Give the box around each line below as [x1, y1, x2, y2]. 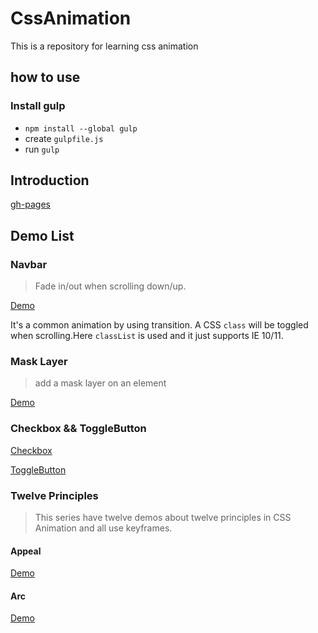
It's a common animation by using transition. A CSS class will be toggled [10, 319, 309, 331]
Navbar [10, 257, 48, 271]
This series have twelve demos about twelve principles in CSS [34, 512, 292, 524]
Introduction [10, 172, 90, 189]
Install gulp [10, 99, 66, 113]
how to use [10, 69, 81, 86]
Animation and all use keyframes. [34, 522, 173, 534]
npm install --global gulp [24, 123, 138, 134]
